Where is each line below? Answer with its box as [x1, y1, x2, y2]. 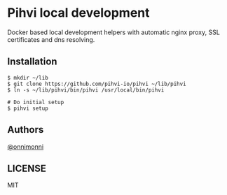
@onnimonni [7, 142, 44, 151]
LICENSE [7, 162, 47, 174]
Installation [7, 56, 57, 68]
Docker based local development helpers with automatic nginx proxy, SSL [7, 28, 221, 36]
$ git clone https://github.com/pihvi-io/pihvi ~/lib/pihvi [7, 80, 187, 87]
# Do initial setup [7, 99, 64, 106]
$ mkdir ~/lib [7, 74, 49, 81]
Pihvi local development [7, 5, 150, 21]
